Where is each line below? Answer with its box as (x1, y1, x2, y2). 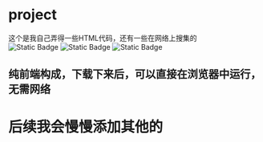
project (8, 6, 58, 24)
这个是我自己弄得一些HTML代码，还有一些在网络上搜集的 (8, 33, 198, 43)
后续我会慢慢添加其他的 (8, 118, 164, 136)
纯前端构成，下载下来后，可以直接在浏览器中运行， (8, 67, 261, 81)
